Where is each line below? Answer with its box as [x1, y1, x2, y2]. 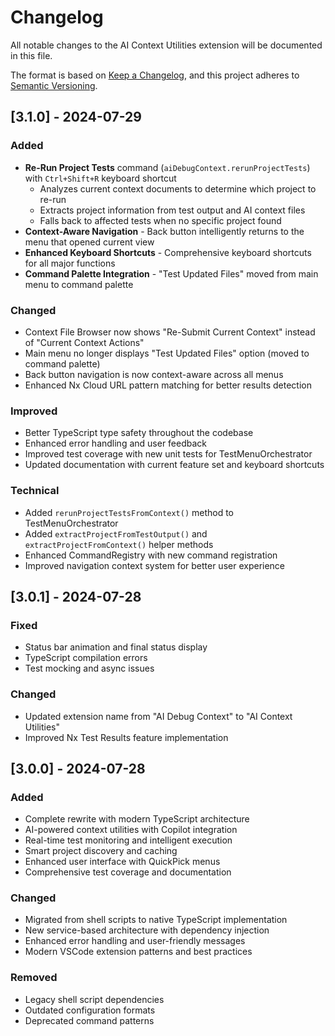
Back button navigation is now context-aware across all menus [24, 368, 284, 380]
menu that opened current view [24, 236, 155, 248]
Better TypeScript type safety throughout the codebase [24, 427, 254, 439]
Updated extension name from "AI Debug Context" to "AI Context [24, 710, 293, 722]
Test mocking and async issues [24, 662, 155, 675]
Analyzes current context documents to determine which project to [39, 182, 317, 195]
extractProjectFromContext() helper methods [24, 538, 214, 550]
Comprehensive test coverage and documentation [24, 866, 232, 878]
